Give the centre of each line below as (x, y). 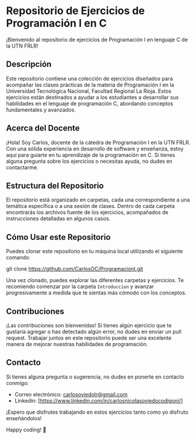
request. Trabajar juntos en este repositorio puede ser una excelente (89, 338)
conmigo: (18, 383)
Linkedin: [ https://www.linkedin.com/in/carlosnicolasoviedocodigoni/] (99, 400)
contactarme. (22, 167)
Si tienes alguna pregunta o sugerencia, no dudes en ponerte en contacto (95, 377)
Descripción (29, 64)
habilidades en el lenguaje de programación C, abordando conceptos (90, 103)
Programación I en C (57, 23)
